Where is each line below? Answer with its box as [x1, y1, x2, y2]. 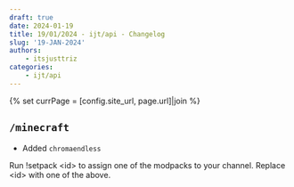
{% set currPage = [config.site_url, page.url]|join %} [9, 95, 200, 106]
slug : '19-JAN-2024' [9, 37, 86, 47]
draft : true [9, 12, 53, 22]
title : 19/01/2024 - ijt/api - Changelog [9, 29, 166, 38]
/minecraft [9, 121, 69, 134]
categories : [9, 63, 53, 72]
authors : [9, 46, 42, 55]
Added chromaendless [21, 142, 102, 153]
